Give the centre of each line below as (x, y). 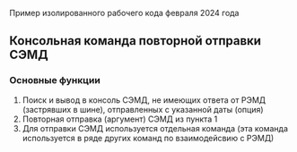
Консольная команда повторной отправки (135, 41)
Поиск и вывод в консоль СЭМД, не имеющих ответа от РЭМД (144, 100)
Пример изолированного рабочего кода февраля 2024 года (124, 13)
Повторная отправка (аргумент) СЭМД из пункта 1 (120, 119)
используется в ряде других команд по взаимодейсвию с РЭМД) (148, 138)
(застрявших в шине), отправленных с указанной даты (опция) (143, 109)
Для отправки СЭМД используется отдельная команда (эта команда (155, 128)
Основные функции (55, 80)
